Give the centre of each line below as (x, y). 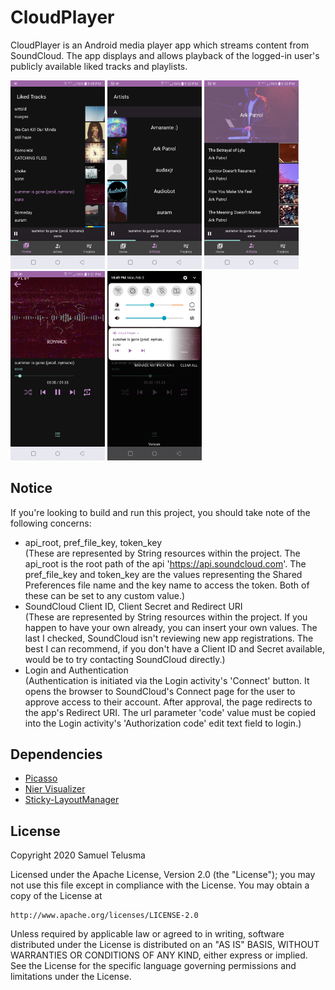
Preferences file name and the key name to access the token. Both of (167, 585)
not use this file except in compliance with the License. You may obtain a (160, 885)
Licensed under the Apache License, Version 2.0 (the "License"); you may (163, 875)
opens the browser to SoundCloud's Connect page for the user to (160, 691)
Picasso (41, 778)
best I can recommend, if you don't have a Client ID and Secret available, (174, 648)
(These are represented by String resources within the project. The (162, 553)
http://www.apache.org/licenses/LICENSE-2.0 (104, 916)
